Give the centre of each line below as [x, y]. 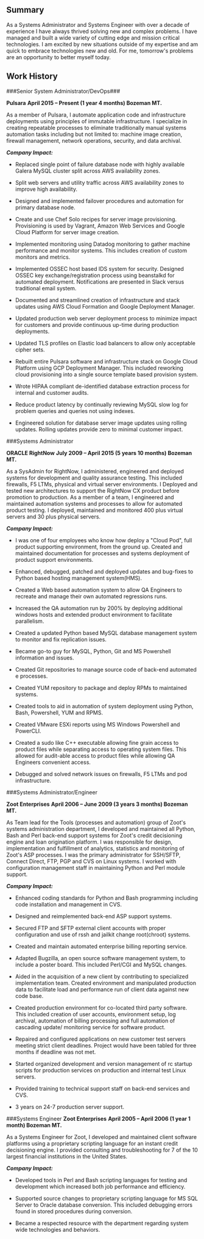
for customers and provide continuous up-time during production [97, 325]
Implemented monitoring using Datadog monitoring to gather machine [103, 244]
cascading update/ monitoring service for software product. [90, 1027]
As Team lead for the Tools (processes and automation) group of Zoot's [96, 822]
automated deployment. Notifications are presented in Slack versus [100, 282]
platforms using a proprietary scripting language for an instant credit [92, 1143]
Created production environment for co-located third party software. [101, 1007]
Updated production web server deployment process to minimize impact [106, 318]
